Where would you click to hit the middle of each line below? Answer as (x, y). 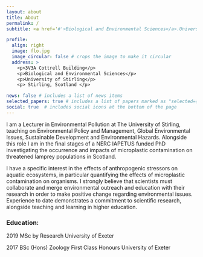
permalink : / (23, 23)
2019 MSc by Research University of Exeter (60, 236)
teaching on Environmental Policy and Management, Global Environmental (98, 130)
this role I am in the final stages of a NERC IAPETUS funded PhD (86, 144)
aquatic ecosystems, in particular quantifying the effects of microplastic (96, 175)
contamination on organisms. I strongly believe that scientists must (89, 181)
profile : (17, 40)
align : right (28, 45)
